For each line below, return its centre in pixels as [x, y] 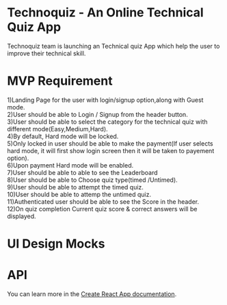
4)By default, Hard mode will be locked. [63, 136]
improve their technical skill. [46, 53]
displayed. [22, 216]
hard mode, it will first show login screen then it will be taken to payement [111, 150]
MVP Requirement [60, 81]
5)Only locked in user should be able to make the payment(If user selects [110, 143]
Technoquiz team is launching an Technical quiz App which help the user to [113, 46]
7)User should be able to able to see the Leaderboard [83, 172]
